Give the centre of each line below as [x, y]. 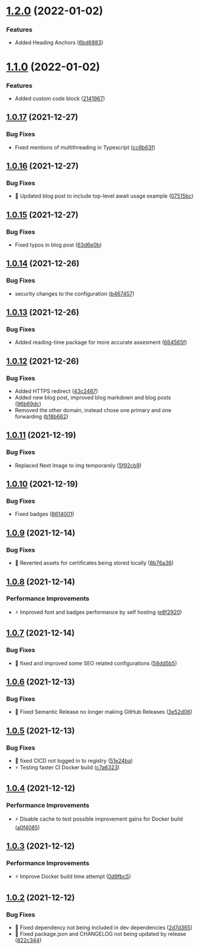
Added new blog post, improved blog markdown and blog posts [93, 398]
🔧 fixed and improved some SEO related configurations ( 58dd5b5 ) [96, 663]
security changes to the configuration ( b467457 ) [75, 293]
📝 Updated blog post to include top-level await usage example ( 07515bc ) [104, 196]
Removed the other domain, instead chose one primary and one [93, 410]
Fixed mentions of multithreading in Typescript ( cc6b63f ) [85, 147]
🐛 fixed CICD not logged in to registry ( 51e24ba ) [74, 760]
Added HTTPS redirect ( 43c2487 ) [56, 391]
